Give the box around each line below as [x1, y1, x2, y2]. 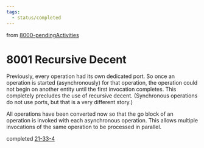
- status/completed [12, 15, 62, 21]
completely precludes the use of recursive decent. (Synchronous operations [6, 92, 198, 99]
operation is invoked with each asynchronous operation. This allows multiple [6, 117, 199, 124]
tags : [6, 9, 20, 15]
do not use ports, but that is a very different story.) [6, 99, 133, 106]
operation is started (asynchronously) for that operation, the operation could [6, 79, 198, 86]
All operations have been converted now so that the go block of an [6, 110, 174, 118]
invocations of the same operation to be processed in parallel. [6, 123, 162, 131]
